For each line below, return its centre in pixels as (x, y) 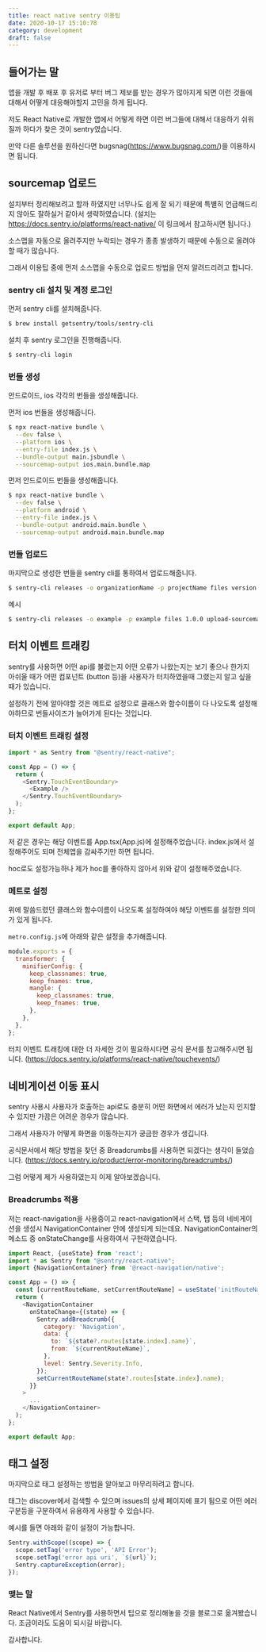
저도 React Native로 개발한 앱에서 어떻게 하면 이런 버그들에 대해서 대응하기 (124, 119)
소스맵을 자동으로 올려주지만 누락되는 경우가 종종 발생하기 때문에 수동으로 (122, 240)
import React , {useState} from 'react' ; (76, 1253)
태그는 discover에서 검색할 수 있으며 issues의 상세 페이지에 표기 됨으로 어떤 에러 (133, 1501)
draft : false (30, 38)
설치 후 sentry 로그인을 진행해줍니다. (65, 340)
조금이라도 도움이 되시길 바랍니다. (70, 1623)
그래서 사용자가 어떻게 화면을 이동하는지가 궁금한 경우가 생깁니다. (109, 1133)
